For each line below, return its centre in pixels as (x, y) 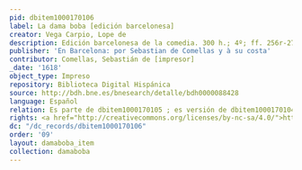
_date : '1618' (36, 68)
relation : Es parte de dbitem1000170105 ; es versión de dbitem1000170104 (152, 110)
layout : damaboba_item (52, 143)
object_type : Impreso (50, 76)
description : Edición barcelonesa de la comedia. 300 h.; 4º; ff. (136, 43)
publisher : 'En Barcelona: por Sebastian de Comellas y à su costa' (140, 51)
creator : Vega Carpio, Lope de (68, 34)
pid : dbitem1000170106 (52, 18)
